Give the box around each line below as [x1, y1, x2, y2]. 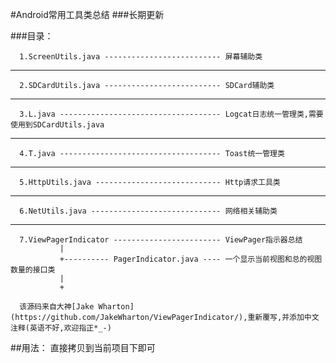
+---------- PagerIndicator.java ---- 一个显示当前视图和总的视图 [59, 254, 323, 264]
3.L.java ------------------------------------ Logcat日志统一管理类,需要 [19, 109, 324, 119]
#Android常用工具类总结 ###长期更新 [10, 9, 165, 20]
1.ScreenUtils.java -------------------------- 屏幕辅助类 [19, 52, 263, 62]
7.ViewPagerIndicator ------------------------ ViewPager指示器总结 [19, 235, 303, 245]
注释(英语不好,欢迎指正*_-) [10, 323, 112, 333]
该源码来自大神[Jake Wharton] [19, 302, 135, 312]
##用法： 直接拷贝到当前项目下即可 [10, 342, 156, 353]
